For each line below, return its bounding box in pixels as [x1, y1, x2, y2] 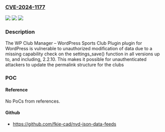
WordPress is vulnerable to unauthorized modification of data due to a [5, 45, 153, 51]
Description [5, 28, 35, 36]
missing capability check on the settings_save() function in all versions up [5, 51, 160, 57]
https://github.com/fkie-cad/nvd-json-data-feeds [12, 121, 117, 127]
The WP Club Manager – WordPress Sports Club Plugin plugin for [5, 40, 143, 46]
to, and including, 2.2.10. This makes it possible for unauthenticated [5, 56, 147, 62]
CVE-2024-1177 [5, 4, 46, 11]
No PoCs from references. [5, 98, 60, 104]
